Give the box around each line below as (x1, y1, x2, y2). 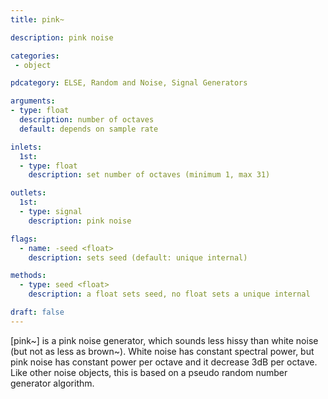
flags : (10, 234, 38, 244)
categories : (10, 51, 60, 61)
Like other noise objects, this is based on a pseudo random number (10, 366, 288, 378)
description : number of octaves (19, 115, 155, 125)
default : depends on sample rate (19, 124, 159, 134)
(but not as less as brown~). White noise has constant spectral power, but (10, 345, 315, 357)
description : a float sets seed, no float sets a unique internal (28, 289, 311, 300)
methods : (10, 271, 47, 281)
